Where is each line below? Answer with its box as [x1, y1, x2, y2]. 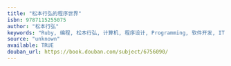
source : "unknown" [7, 36, 60, 43]
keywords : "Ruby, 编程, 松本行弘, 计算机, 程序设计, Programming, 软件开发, [7, 29, 216, 36]
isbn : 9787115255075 [7, 16, 67, 23]
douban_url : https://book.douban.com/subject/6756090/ [7, 49, 169, 56]
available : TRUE [7, 42, 54, 49]
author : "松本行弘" [7, 23, 59, 30]
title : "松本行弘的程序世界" [7, 10, 82, 17]
